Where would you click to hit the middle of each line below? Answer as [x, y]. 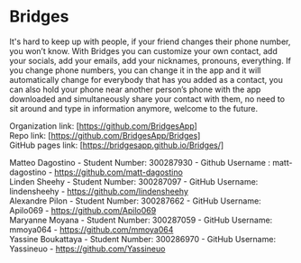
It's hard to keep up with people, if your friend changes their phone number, [150, 41]
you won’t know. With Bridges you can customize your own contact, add [143, 50]
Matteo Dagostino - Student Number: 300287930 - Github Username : [140, 162]
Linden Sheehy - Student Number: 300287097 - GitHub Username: [134, 181]
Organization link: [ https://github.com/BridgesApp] [104, 126]
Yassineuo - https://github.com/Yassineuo [87, 249]
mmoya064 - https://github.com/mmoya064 [91, 229]
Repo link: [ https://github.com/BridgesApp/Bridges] [105, 135]
